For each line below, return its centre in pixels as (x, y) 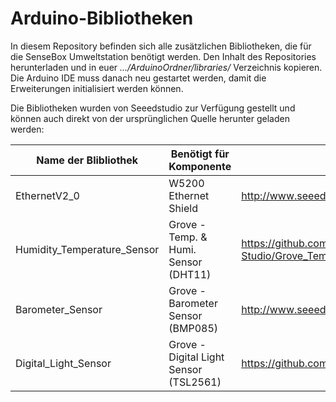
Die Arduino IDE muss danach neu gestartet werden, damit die (138, 78)
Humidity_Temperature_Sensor (87, 249)
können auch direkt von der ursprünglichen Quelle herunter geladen (150, 118)
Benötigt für (200, 154)
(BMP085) (193, 328)
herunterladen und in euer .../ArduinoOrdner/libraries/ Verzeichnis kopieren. (166, 67)
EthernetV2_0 (47, 195)
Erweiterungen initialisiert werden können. (97, 88)
